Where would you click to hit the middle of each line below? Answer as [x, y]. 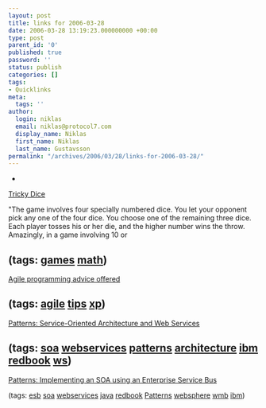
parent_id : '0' [33, 45]
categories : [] [33, 75]
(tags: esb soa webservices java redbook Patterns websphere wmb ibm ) [127, 395]
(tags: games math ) [58, 260]
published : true [35, 52]
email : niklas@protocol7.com [64, 126]
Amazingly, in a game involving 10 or [68, 235]
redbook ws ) [40, 361]
